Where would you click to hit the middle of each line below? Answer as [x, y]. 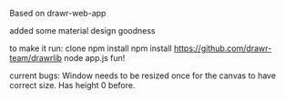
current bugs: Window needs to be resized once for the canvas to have [142, 75]
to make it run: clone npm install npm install [91, 48]
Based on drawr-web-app [58, 13]
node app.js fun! [94, 58]
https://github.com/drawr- [223, 48]
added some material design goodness [83, 30]
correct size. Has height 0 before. [72, 85]
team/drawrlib [36, 58]
